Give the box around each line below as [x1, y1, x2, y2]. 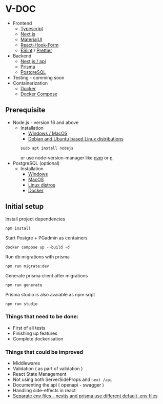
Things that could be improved [5, 348, 84, 355]
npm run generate [5, 282, 43, 288]
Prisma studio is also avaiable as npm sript [5, 291, 95, 297]
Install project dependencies [5, 216, 66, 222]
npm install [5, 226, 31, 231]
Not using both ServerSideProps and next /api [12, 376, 112, 382]
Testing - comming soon [12, 74, 65, 80]
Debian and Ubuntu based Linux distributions [28, 135, 124, 142]
